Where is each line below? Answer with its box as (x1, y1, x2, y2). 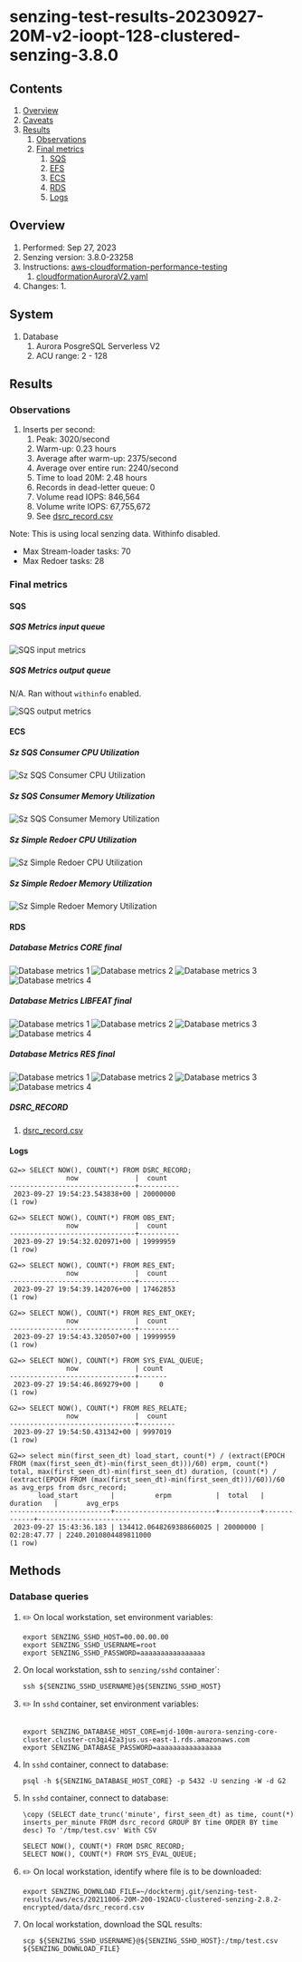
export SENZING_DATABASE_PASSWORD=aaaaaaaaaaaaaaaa (22, 1743, 222, 1752)
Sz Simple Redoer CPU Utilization (9, 834, 137, 845)
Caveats (22, 115, 54, 125)
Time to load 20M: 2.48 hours (35, 472, 147, 483)
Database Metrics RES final (9, 1049, 116, 1060)
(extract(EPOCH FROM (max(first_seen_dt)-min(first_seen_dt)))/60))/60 (9, 1475, 285, 1484)
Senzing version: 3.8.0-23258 (22, 251, 134, 262)
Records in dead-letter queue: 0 (35, 482, 156, 493)
